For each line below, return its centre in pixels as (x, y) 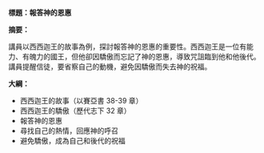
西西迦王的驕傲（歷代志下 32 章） (75, 111)
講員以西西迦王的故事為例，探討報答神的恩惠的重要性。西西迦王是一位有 (127, 46)
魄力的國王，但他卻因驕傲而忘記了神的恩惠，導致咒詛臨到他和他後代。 (145, 56)
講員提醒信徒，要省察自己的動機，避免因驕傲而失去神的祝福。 (110, 66)
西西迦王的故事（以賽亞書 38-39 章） (81, 101)
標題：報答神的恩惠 (40, 12)
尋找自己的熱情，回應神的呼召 (69, 131)
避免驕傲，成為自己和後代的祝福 (72, 141)
